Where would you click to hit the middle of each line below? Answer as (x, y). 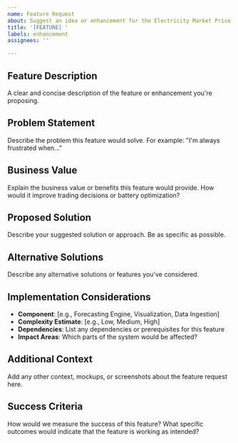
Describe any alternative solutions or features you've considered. (103, 274)
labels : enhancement (38, 34)
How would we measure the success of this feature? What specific (105, 424)
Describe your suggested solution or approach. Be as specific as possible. (117, 235)
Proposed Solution (49, 218)
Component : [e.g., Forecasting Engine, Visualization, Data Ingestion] (118, 314)
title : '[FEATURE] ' (38, 27)
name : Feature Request (41, 14)
